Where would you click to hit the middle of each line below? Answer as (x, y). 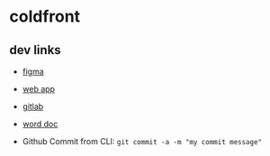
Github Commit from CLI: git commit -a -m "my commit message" (142, 141)
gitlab (33, 106)
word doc (40, 124)
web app (39, 89)
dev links (35, 50)
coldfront (45, 17)
